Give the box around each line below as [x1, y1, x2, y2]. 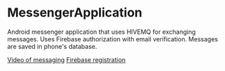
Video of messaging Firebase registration [7, 55, 126, 63]
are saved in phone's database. [7, 42, 98, 50]
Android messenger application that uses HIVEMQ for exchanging [7, 28, 196, 36]
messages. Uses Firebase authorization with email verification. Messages [7, 34, 218, 43]
